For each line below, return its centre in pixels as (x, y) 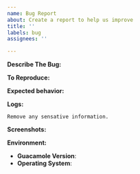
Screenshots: (27, 129)
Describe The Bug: (34, 64)
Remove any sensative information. (58, 117)
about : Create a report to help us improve (70, 20)
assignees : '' (27, 39)
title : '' (21, 26)
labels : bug (24, 33)
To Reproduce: (28, 78)
